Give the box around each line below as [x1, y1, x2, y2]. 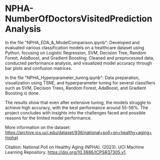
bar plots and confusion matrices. [5, 65, 73, 71]
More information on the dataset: [5, 124, 71, 130]
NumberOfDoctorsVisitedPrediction [5, 13, 153, 24]
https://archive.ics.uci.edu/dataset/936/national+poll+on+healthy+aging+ [5, 129, 152, 135]
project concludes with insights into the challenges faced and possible [5, 110, 146, 115]
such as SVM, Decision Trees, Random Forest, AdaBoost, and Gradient [5, 85, 146, 91]
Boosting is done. [5, 90, 40, 96]
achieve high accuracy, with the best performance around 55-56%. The [5, 105, 149, 111]
